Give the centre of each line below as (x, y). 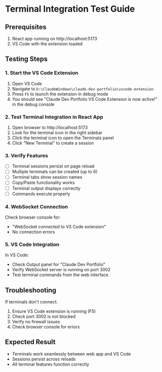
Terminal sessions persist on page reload (53, 166)
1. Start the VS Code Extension (42, 73)
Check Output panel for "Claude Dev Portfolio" (59, 264)
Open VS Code (27, 83)
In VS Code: (17, 255)
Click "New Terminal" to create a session (53, 143)
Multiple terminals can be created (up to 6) (55, 172)
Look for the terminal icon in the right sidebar (57, 132)
